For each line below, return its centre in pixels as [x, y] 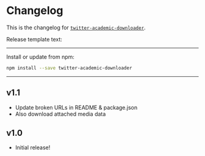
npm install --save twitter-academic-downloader [69, 68]
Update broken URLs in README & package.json [76, 107]
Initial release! [33, 147]
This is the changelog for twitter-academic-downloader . [76, 27]
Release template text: [34, 39]
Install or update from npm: [41, 57]
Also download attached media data [60, 114]
